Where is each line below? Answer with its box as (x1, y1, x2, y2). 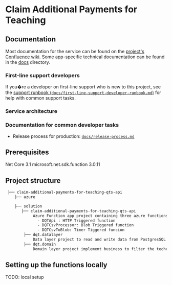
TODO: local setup (5, 274, 45, 280)
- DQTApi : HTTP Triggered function (37, 218, 116, 223)
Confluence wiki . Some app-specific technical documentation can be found (5, 54, 165, 60)
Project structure (5, 176, 61, 185)
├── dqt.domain (24, 242, 56, 247)
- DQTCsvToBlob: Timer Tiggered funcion (37, 227, 125, 233)
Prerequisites (5, 148, 49, 156)
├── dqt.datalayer (24, 232, 63, 237)
